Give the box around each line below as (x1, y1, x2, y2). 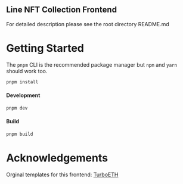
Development (6, 92, 41, 99)
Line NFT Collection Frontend (6, 5, 117, 15)
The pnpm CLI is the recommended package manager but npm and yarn (6, 61, 178, 68)
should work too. (6, 67, 48, 74)
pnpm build (6, 131, 33, 137)
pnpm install (6, 79, 39, 85)
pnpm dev (6, 105, 28, 111)
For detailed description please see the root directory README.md (6, 20, 170, 27)
